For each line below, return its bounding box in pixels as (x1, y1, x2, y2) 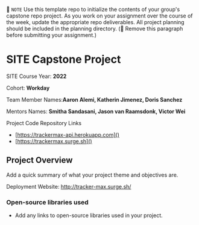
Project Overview (6, 155, 73, 166)
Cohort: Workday (6, 84, 50, 91)
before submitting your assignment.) (6, 31, 97, 39)
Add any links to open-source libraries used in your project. (14, 212, 163, 219)
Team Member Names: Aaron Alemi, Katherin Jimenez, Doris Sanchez (6, 96, 183, 103)
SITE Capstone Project (6, 53, 121, 67)
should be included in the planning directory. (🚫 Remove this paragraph (6, 25, 183, 32)
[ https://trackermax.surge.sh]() (14, 137, 92, 145)
